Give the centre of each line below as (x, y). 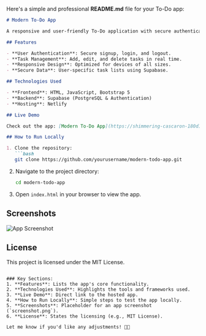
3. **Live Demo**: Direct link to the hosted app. (72, 295)
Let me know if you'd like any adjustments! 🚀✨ (68, 327)
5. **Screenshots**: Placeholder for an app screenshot (79, 306)
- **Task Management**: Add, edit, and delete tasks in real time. (94, 59)
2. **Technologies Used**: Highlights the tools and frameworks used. (98, 290)
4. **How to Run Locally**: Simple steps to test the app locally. (94, 300)
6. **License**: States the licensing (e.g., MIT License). (85, 316)
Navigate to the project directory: (57, 171)
